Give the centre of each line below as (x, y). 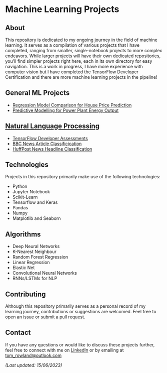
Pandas (20, 208)
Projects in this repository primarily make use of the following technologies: (83, 177)
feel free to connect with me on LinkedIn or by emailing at (64, 350)
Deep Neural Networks (36, 246)
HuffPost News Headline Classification (52, 149)
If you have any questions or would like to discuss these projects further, (80, 344)
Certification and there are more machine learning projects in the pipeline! (81, 77)
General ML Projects (37, 93)
